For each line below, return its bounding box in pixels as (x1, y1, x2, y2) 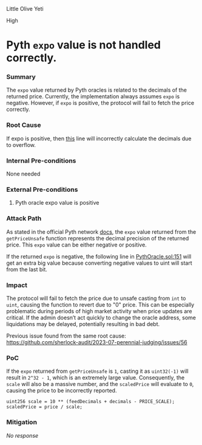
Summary (6, 73, 36, 81)
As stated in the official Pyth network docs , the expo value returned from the (6, 228, 197, 236)
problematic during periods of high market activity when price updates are (6, 307, 192, 314)
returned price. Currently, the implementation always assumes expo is (6, 93, 180, 100)
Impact (6, 280, 28, 289)
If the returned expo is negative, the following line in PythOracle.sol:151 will (6, 253, 192, 260)
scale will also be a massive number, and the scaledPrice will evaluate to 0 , (6, 381, 194, 388)
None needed (6, 170, 41, 178)
